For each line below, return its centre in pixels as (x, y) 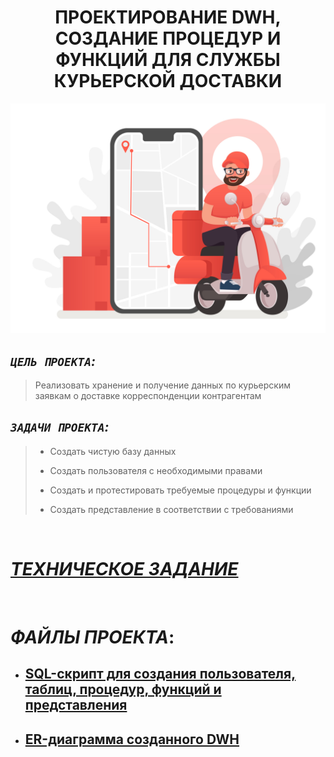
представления (76, 705)
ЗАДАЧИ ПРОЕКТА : (60, 427)
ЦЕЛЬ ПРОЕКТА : (53, 361)
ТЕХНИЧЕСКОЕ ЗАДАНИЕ (124, 568)
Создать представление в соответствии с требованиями (171, 509)
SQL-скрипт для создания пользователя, (160, 674)
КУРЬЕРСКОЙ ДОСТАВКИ (168, 81)
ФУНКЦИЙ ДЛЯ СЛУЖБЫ (168, 60)
